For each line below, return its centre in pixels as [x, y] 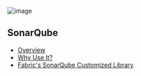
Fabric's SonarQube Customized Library [75, 65]
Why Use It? [35, 57]
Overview [31, 50]
